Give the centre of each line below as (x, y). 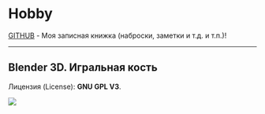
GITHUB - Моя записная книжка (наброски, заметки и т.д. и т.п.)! (118, 35)
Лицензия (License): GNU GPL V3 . (65, 86)
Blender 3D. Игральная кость (83, 68)
